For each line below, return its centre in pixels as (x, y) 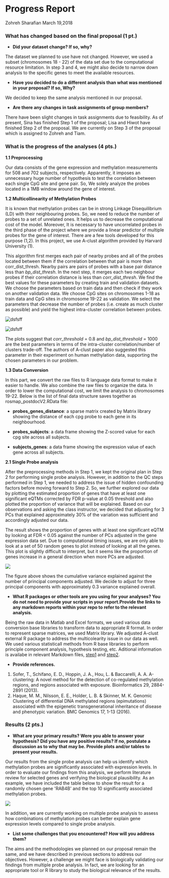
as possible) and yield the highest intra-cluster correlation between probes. (83, 309)
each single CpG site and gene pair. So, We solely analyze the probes (77, 183)
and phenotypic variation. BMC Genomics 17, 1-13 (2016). (72, 712)
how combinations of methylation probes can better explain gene (73, 818)
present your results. (35, 752)
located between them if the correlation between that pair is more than (79, 261)
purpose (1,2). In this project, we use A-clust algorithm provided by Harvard (84, 240)
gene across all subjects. (38, 452)
